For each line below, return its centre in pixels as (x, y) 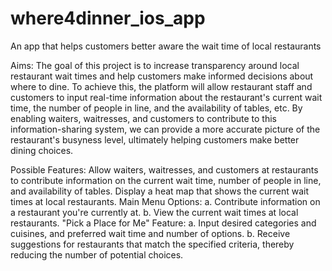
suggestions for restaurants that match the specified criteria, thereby (152, 244)
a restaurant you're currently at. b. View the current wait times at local (154, 212)
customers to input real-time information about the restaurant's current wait (166, 97)
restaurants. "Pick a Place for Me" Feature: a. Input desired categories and (163, 223)
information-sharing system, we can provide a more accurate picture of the (165, 129)
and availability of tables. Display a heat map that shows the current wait (160, 191)
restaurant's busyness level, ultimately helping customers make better (155, 139)
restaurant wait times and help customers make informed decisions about (162, 76)
